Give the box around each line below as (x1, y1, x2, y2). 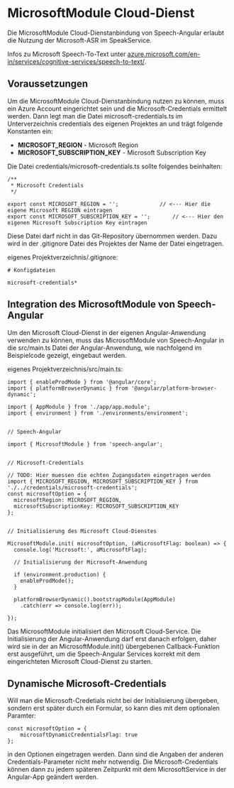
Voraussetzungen (7, 78, 89, 90)
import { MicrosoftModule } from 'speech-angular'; (7, 440, 163, 448)
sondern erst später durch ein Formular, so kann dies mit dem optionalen (7, 704, 220, 713)
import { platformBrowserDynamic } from (7, 385, 129, 392)
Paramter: (7, 711, 37, 720)
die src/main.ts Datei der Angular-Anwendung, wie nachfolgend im (7, 343, 202, 352)
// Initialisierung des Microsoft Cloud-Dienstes (7, 527, 157, 535)
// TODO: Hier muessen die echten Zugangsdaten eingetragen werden (7, 471, 211, 478)
